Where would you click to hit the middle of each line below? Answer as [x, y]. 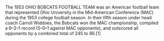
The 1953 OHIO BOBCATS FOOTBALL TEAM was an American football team [82, 7]
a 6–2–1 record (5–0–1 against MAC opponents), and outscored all [72, 28]
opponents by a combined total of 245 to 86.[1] [53, 33]
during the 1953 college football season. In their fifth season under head [79, 18]
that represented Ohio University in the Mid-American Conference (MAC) [80, 12]
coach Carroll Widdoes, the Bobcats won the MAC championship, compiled [82, 23]
